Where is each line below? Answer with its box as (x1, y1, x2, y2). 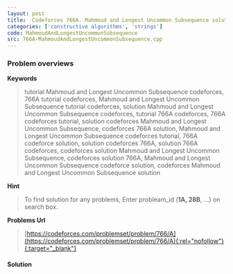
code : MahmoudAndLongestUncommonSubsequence (7, 29, 138, 37)
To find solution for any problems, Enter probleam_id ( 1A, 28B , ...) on (24, 195, 221, 204)
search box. (24, 203, 58, 211)
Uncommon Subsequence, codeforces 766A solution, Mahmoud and (24, 125, 221, 133)
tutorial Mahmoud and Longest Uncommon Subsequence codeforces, (24, 88, 224, 96)
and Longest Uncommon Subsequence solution (24, 169, 161, 177)
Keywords (7, 74, 37, 83)
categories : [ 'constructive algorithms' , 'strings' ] (7, 23, 163, 30)
